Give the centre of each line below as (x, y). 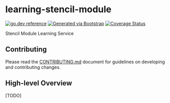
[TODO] (14, 95)
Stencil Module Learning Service (40, 33)
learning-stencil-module (58, 9)
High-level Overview (39, 83)
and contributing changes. (33, 67)
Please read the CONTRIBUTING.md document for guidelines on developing (85, 62)
